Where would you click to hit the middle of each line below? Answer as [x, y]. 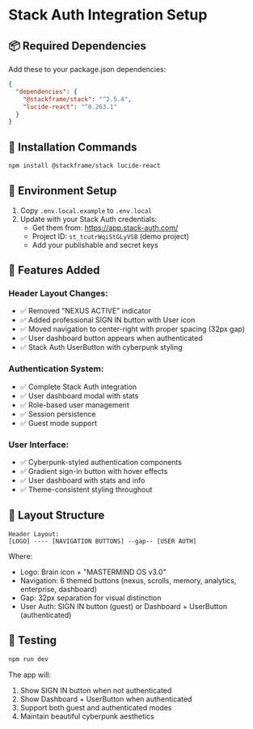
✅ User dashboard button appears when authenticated [112, 339]
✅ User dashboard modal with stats [79, 395]
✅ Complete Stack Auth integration [78, 386]
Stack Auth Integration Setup [108, 15]
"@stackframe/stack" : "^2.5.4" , [77, 99]
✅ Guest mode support [58, 423]
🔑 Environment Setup [63, 191]
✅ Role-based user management [74, 405]
